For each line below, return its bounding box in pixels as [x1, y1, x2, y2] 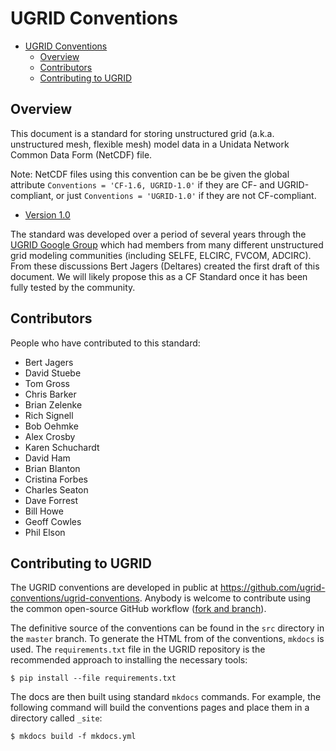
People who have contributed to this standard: [10, 337, 201, 349]
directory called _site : [10, 712, 103, 724]
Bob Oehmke [24, 420, 79, 432]
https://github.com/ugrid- [219, 582, 326, 594]
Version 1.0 [24, 208, 71, 221]
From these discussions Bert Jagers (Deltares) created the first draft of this [10, 260, 320, 272]
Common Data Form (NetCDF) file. [10, 148, 153, 161]
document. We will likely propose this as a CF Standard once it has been [10, 270, 308, 282]
